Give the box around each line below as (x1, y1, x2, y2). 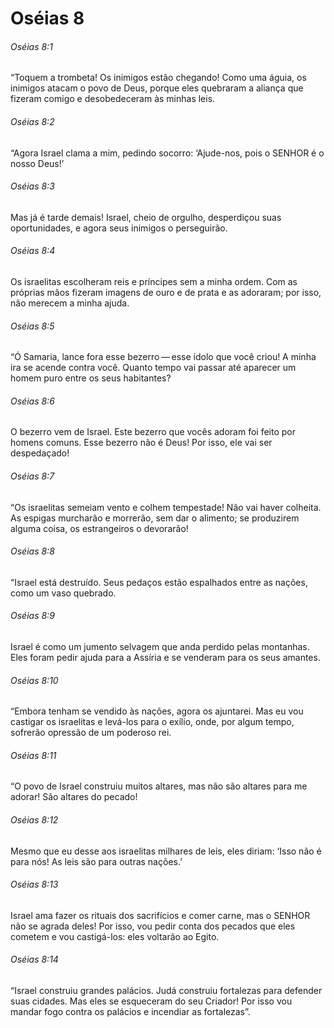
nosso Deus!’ (10, 157, 65, 169)
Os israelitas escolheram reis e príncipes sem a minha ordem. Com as (10, 276, 298, 287)
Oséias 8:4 (10, 245, 56, 257)
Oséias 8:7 (10, 470, 55, 482)
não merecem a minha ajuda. (10, 297, 130, 309)
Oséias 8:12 (10, 814, 59, 826)
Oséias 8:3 (10, 180, 55, 192)
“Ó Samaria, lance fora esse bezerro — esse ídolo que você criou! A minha (10, 351, 317, 363)
